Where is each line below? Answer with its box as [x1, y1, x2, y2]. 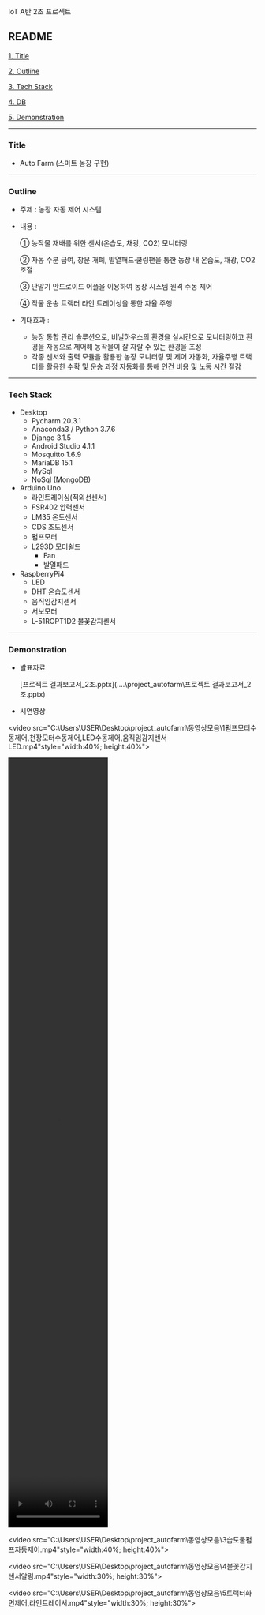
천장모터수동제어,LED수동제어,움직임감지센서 [28, 733, 167, 742]
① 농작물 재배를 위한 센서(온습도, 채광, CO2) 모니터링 [19, 238, 188, 248]
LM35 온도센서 [31, 512, 78, 521]
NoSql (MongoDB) [31, 475, 91, 484]
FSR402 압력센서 [31, 502, 85, 512]
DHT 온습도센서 [31, 587, 80, 596]
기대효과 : [19, 315, 50, 325]
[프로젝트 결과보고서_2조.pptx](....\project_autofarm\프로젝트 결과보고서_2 [19, 680, 252, 689]
